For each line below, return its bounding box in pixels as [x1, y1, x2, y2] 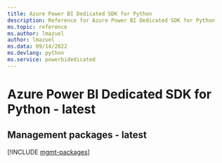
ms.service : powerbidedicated [7, 56, 96, 63]
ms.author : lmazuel [7, 30, 65, 37]
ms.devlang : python [7, 50, 65, 57]
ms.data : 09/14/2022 [7, 43, 68, 50]
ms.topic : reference [7, 23, 68, 30]
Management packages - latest [7, 129, 148, 141]
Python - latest [7, 101, 96, 117]
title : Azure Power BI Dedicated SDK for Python [7, 10, 152, 18]
